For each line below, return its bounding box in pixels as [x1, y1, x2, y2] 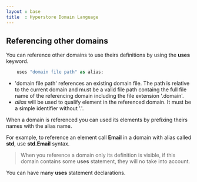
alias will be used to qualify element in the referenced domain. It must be [14, 98, 192, 106]
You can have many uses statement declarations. [6, 169, 126, 177]
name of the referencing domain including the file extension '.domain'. [14, 92, 184, 100]
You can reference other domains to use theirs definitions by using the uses [6, 51, 190, 59]
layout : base [6, 8, 41, 15]
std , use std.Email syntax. [6, 140, 70, 147]
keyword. [6, 58, 29, 65]
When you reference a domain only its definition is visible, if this [20, 151, 176, 159]
